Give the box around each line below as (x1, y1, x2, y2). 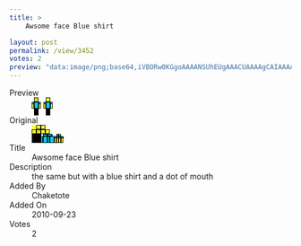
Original (9, 115, 39, 126)
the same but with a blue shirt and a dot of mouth (31, 171, 214, 181)
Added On (9, 199, 47, 210)
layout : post (9, 38, 58, 47)
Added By (9, 180, 47, 191)
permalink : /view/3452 (9, 46, 94, 55)
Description (9, 162, 52, 171)
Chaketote (31, 190, 70, 200)
